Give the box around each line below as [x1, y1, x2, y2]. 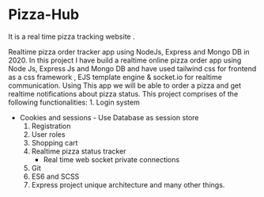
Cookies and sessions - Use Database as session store [19, 112, 199, 122]
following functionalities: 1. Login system [8, 97, 140, 107]
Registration [31, 121, 71, 131]
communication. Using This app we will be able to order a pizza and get [8, 81, 242, 90]
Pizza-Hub [8, 6, 80, 24]
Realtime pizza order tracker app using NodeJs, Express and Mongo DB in [8, 47, 251, 56]
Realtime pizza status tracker [31, 146, 126, 156]
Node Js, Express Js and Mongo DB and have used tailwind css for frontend [8, 63, 257, 73]
